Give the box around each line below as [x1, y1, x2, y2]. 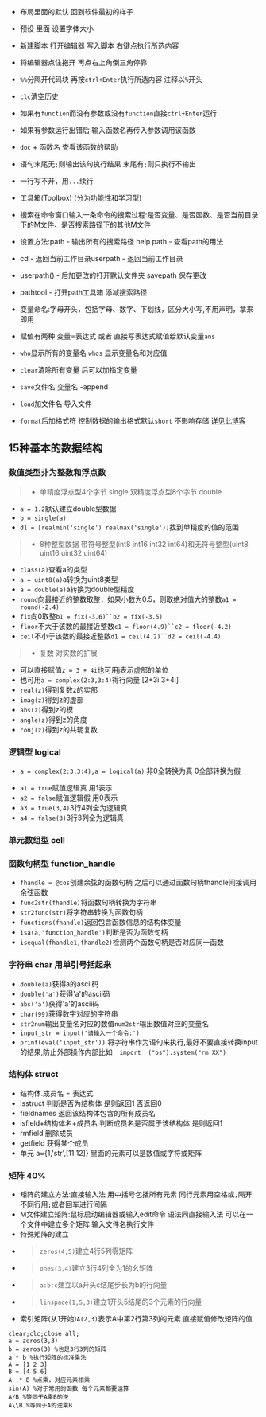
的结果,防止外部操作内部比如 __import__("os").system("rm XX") [19, 1047, 226, 1056]
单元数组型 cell [8, 834, 65, 845]
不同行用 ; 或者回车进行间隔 [19, 1200, 107, 1209]
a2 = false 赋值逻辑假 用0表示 [19, 793, 118, 802]
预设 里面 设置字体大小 [19, 24, 94, 33]
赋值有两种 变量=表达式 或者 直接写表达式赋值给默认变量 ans [19, 331, 216, 341]
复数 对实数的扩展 [39, 648, 98, 658]
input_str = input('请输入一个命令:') [19, 1029, 141, 1037]
